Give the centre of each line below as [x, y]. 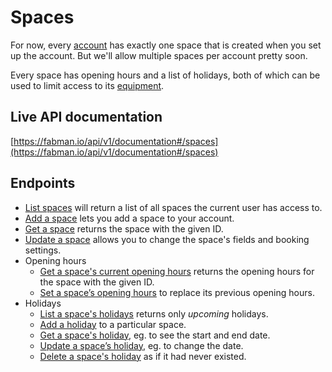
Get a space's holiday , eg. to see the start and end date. [155, 335]
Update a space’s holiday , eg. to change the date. [141, 345]
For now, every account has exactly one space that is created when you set [166, 45]
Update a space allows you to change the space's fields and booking [167, 239]
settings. [43, 250]
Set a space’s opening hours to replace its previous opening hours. [177, 292]
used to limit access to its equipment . [87, 85]
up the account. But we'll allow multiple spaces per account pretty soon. [159, 55]
